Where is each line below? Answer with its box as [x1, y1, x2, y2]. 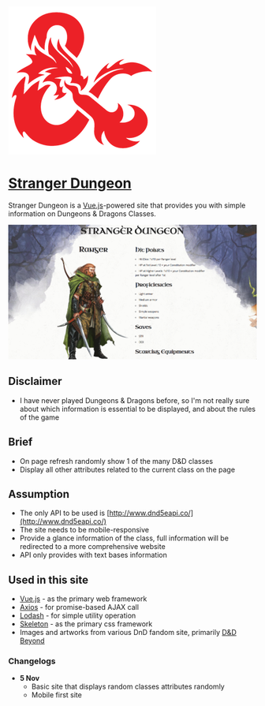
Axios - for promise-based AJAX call [19, 603, 140, 612]
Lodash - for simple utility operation [19, 611, 136, 621]
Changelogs [8, 656, 57, 667]
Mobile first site [31, 690, 83, 700]
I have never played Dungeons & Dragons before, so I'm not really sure [19, 395, 250, 405]
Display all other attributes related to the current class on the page [19, 465, 235, 474]
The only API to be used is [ [19, 508, 110, 518]
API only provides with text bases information [19, 551, 167, 560]
